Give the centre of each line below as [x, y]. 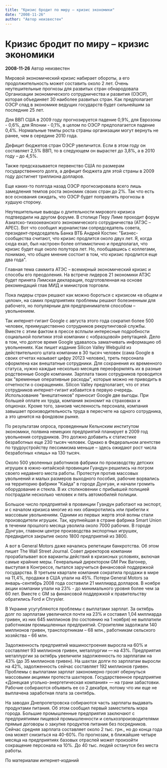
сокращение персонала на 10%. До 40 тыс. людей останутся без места [82, 745]
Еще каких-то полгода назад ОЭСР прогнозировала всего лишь [73, 186]
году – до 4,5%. [22, 156]
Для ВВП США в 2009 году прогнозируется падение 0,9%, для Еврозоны [83, 120]
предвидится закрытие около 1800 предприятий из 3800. [67, 536]
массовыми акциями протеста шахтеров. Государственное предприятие [83, 677]
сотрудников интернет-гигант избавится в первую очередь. [69, 390]
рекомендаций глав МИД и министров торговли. [57, 286]
